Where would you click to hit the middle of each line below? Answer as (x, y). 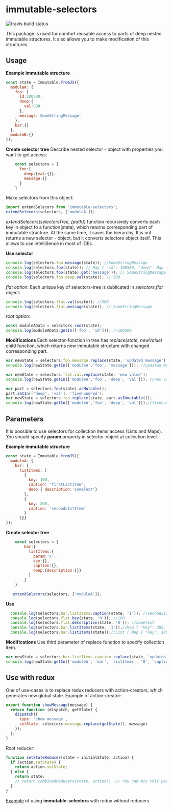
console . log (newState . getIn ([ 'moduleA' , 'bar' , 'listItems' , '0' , (78, 662)
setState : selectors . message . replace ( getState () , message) (83, 724)
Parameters (25, 419)
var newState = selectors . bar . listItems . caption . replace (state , (76, 657)
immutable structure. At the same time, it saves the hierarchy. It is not (79, 233)
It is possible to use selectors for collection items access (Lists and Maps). (84, 431)
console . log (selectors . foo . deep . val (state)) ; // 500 (63, 277)
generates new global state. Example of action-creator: (64, 695)
